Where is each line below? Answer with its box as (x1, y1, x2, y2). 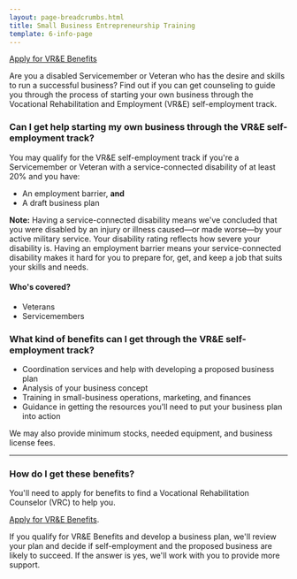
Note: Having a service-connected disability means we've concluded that (9, 214, 278, 225)
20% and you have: (9, 171, 80, 181)
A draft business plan (21, 197, 100, 208)
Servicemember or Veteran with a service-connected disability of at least (9, 161, 276, 172)
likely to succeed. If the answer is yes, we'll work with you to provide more (9, 550, 280, 561)
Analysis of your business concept (21, 383, 148, 393)
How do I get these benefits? (9, 468, 135, 480)
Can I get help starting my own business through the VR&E (9, 121, 265, 133)
